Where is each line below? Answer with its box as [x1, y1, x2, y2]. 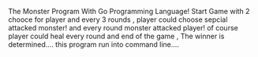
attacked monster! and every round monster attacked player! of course [8, 23, 238, 32]
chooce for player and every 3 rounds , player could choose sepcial [8, 15, 228, 24]
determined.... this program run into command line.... [8, 40, 180, 49]
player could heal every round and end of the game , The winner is [8, 31, 225, 41]
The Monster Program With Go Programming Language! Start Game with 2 [8, 7, 250, 16]
